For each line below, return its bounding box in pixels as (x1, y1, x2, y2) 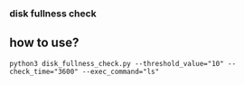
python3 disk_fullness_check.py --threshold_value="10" (9, 59, 224, 68)
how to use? (9, 35, 80, 51)
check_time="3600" (9, 67, 79, 76)
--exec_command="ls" (81, 67, 160, 76)
